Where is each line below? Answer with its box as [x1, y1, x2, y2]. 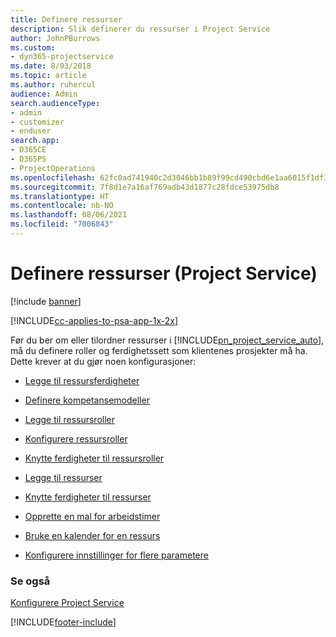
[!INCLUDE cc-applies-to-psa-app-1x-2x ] [10, 314, 179, 326]
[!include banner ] [10, 295, 82, 307]
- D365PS [10, 154, 47, 164]
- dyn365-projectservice [10, 52, 114, 62]
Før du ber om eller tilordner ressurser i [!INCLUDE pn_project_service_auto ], [10, 334, 325, 346]
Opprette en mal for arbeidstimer [24, 510, 161, 522]
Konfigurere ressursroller [24, 432, 128, 445]
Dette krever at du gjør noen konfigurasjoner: [10, 355, 197, 367]
